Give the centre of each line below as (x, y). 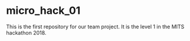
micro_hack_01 (43, 11)
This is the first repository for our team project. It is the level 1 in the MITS (95, 27)
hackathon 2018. (26, 32)
